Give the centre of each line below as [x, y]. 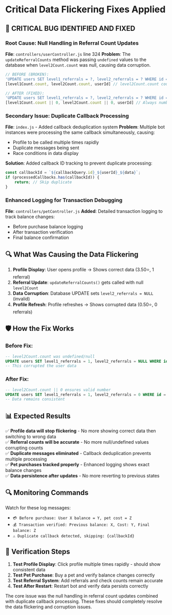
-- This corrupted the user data [41, 366]
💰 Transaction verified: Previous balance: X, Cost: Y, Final [81, 525]
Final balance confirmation [41, 237]
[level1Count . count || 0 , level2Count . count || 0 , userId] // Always [81, 103]
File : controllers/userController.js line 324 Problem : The [68, 54]
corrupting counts [24, 448]
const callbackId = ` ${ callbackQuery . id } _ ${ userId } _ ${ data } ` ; [73, 173]
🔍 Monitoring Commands [47, 493]
